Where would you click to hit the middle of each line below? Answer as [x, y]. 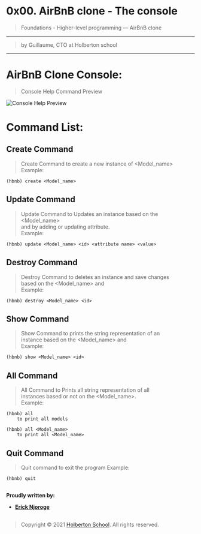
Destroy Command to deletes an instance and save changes [95, 277]
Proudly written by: [31, 496]
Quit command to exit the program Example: [75, 467]
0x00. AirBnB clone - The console [92, 11]
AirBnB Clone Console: [64, 75]
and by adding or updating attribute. [65, 227]
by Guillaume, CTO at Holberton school [69, 45]
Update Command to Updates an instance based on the [89, 214]
